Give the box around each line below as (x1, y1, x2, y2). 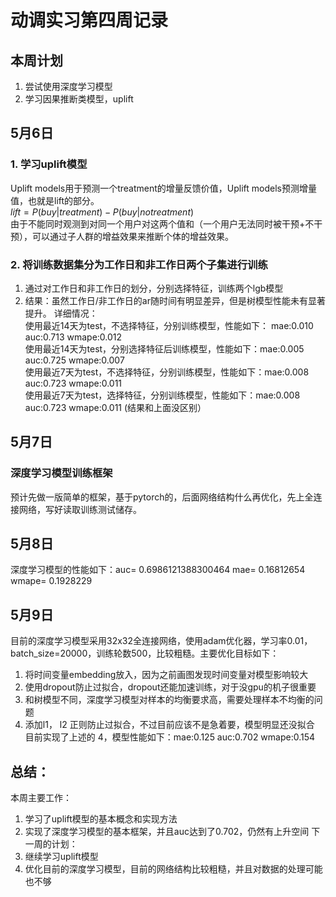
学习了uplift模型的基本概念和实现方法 (24, 813, 178, 825)
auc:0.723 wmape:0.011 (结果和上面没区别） (24, 401, 207, 413)
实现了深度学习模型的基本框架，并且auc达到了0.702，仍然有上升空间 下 (24, 826, 321, 838)
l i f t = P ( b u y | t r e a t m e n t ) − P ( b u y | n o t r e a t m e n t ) (10, 206, 195, 218)
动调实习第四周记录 (10, 9, 169, 32)
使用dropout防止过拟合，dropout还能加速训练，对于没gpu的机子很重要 (24, 681, 317, 693)
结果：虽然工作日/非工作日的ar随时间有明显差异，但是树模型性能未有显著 (24, 294, 326, 306)
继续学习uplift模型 (24, 851, 99, 863)
